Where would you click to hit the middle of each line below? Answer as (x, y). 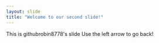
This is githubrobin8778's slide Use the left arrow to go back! (80, 34)
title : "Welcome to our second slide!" (55, 17)
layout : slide (23, 11)
